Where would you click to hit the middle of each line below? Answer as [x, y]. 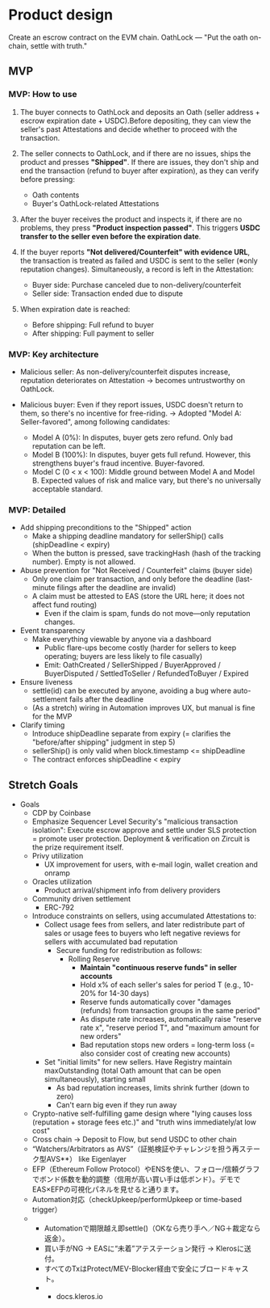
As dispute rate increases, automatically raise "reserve [171, 1019]
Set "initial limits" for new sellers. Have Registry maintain [138, 1062]
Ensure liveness [46, 682]
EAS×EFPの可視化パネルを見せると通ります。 [108, 1189]
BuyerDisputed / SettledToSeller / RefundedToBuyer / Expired [146, 673]
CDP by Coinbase [61, 813]
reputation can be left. [69, 445]
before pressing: [47, 179]
